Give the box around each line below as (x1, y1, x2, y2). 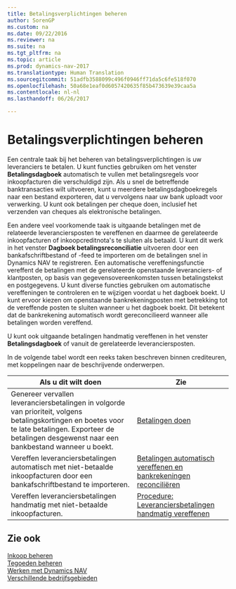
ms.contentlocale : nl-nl (7, 89, 80, 96)
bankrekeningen (136, 471, 191, 481)
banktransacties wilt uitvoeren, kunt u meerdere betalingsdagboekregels (7, 184, 218, 194)
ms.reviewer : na (7, 37, 55, 44)
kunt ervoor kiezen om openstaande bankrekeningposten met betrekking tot (7, 296, 228, 304)
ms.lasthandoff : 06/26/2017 (7, 96, 90, 103)
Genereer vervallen (11, 388, 74, 398)
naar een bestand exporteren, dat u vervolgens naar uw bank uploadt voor (7, 192, 223, 201)
